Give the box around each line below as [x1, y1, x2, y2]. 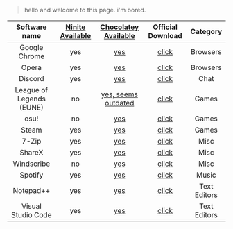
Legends [17, 94, 46, 103]
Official [153, 22, 178, 32]
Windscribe [12, 159, 51, 169]
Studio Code [11, 210, 52, 219]
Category [190, 27, 223, 36]
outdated [105, 99, 135, 108]
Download [148, 31, 182, 40]
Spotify [19, 170, 44, 180]
